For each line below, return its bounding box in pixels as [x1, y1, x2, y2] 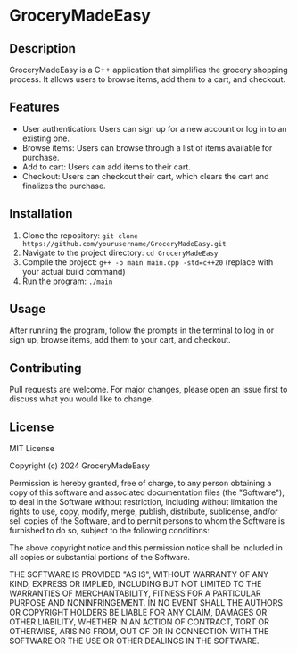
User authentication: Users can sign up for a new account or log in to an [21, 123, 287, 134]
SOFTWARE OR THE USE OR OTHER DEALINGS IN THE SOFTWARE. [9, 635, 260, 647]
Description [9, 41, 76, 56]
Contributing [9, 360, 82, 376]
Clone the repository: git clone [21, 229, 138, 241]
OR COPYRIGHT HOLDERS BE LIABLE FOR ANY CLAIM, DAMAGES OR [9, 608, 268, 618]
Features [9, 100, 60, 115]
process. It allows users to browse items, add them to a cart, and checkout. [9, 74, 285, 85]
